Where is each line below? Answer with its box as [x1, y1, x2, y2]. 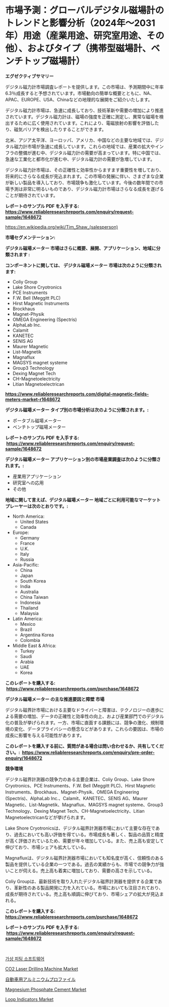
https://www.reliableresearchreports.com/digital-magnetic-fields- [5, 391, 149, 397]
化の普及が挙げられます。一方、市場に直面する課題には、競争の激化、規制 [5, 720, 160, 726]
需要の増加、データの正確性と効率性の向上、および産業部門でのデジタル [14, 713, 164, 719]
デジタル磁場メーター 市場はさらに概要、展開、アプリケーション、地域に [5, 245, 156, 251]
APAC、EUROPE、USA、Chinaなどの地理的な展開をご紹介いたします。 [5, 96, 153, 102]
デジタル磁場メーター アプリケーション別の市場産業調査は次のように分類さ [5, 456, 161, 462]
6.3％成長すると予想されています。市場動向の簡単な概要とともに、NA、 [5, 90, 155, 96]
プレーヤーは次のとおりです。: [5, 503, 69, 509]
